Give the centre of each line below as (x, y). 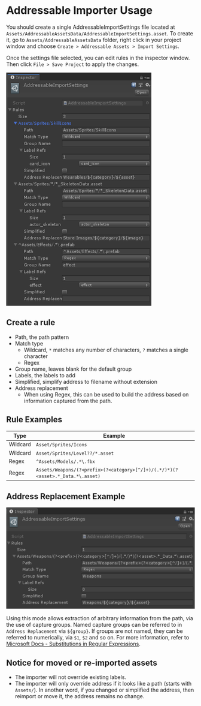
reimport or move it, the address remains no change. (80, 696)
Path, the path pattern (42, 337)
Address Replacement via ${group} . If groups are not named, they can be (95, 631)
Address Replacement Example (66, 496)
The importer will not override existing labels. (71, 677)
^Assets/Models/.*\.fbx (66, 462)
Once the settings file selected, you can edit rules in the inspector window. (98, 58)
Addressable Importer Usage (79, 10)
